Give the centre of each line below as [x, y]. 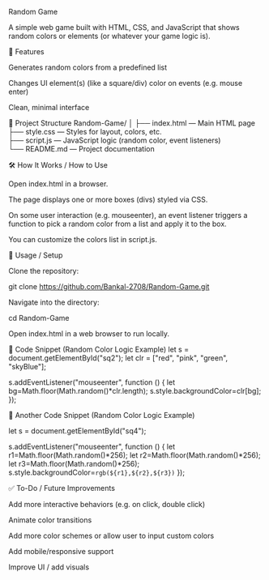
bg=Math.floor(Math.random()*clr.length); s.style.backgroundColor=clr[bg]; [135, 391]
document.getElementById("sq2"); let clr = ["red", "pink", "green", [118, 358]
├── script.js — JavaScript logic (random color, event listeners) [115, 140]
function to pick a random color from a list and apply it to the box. [117, 224]
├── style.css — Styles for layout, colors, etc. [85, 132]
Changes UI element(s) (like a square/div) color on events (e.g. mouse [126, 83]
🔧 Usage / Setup [36, 255]
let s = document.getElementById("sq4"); [77, 431]
